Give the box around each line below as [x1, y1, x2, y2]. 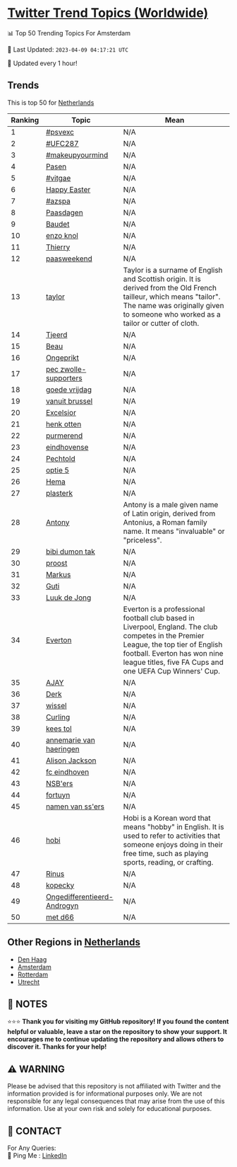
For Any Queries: [7, 1144, 56, 1152]
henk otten [45, 419, 82, 429]
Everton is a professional [123, 604, 205, 614]
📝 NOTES [7, 998, 48, 1010]
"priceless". [123, 535, 162, 545]
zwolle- [59, 364, 87, 374]
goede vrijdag [45, 385, 92, 394]
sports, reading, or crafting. [123, 857, 214, 867]
